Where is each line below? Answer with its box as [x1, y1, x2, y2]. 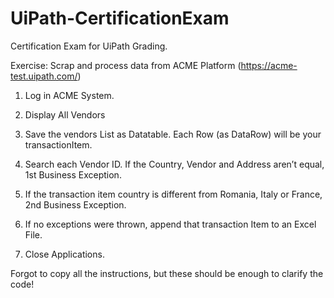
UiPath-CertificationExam [10, 7, 230, 30]
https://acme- [240, 59, 298, 71]
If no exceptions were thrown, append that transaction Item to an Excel [24, 218, 317, 230]
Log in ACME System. [24, 89, 115, 101]
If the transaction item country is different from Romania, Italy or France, [24, 188, 323, 200]
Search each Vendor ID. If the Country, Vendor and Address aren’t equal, [24, 158, 325, 170]
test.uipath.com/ [10, 70, 78, 82]
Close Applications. [24, 248, 105, 260]
